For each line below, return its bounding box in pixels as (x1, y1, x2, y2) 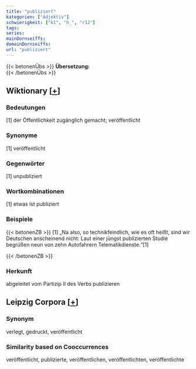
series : (6, 30, 25, 36)
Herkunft (6, 267, 32, 275)
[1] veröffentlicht (6, 145, 46, 152)
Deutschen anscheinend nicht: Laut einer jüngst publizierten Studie (6, 235, 169, 242)
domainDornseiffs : (6, 42, 51, 47)
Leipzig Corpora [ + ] (6, 297, 79, 307)
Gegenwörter (6, 159, 45, 168)
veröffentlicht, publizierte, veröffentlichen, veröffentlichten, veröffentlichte (6, 356, 184, 363)
